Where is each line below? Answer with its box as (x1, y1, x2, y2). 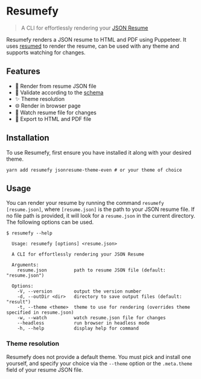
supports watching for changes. (6, 48, 86, 56)
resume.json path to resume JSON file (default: (17, 267, 166, 273)
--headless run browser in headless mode (17, 320, 150, 326)
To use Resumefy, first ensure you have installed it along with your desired (6, 149, 192, 156)
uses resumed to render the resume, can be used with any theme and (6, 42, 180, 50)
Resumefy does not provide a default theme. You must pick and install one (6, 353, 191, 360)
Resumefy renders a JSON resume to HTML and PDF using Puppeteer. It (6, 36, 187, 43)
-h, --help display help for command (17, 325, 139, 332)
